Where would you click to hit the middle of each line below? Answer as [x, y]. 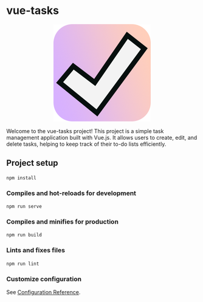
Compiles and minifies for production [62, 221]
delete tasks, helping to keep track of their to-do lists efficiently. [86, 144]
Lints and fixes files [36, 250]
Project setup [33, 163]
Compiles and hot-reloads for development [71, 193]
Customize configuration [44, 279]
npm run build [24, 235]
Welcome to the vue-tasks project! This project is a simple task [85, 131]
